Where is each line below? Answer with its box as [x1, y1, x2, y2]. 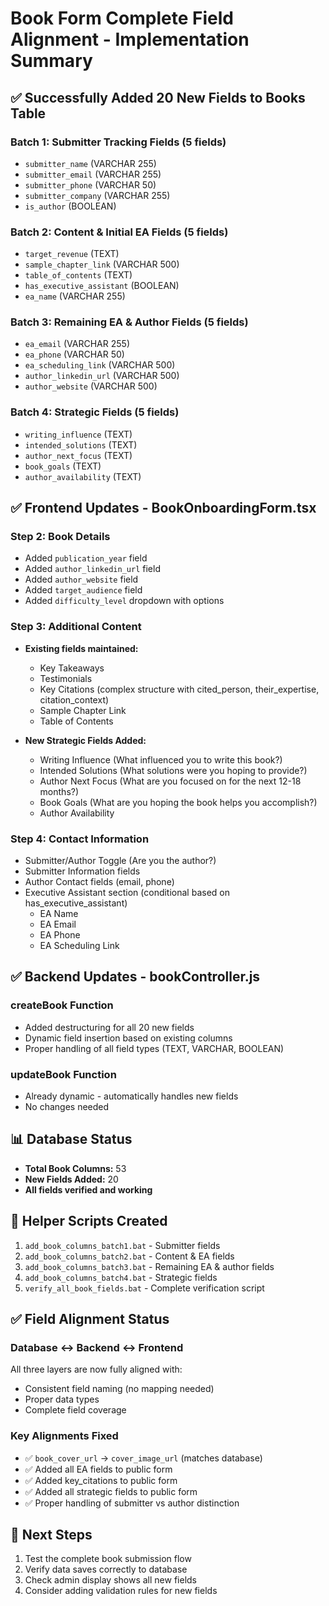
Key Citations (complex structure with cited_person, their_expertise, [39, 683, 320, 695]
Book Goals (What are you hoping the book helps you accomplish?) [39, 796, 318, 808]
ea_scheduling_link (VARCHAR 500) [24, 359, 176, 371]
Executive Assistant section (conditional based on [24, 887, 230, 899]
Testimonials [39, 672, 93, 684]
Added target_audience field [24, 584, 143, 596]
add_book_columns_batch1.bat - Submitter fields [24, 1239, 221, 1251]
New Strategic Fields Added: [24, 734, 147, 746]
